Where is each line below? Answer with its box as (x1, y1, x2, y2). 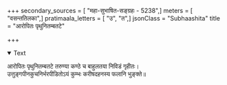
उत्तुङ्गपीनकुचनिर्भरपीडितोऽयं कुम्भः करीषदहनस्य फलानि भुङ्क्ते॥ (7, 70, 147, 78)
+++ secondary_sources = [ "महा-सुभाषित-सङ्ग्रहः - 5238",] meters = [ (7, 7, 193, 14)
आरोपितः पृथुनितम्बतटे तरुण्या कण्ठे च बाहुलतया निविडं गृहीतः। (7, 62, 140, 70)
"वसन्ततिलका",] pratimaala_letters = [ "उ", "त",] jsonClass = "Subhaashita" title (7, 14, 220, 22)
